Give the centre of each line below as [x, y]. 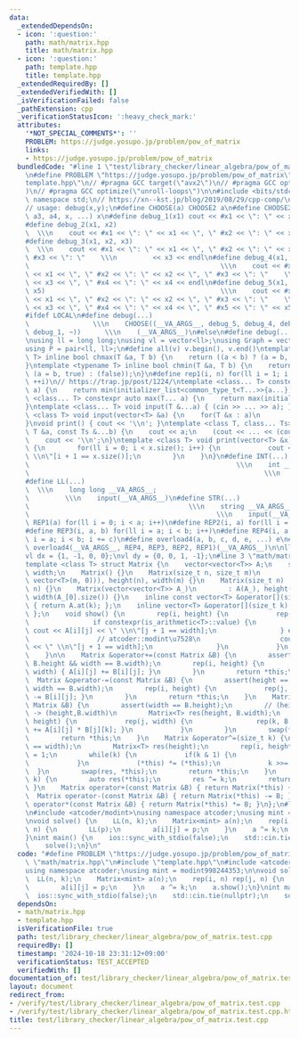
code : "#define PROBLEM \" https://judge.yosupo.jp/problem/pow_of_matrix [157, 854]
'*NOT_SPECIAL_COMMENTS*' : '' [81, 134]
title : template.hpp [63, 76]
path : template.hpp [61, 68]
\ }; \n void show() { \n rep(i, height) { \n [127, 614]
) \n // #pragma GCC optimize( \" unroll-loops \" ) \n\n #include [137, 192]
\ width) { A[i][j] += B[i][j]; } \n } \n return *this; [157, 672]
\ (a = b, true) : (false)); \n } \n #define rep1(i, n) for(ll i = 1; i [157, 374]
